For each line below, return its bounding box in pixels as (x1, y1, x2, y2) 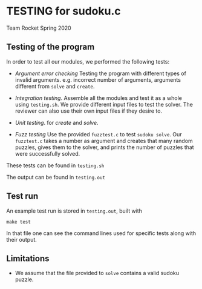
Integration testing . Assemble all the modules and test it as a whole (15, 94, 183, 101)
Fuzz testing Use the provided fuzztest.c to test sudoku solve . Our (15, 130, 183, 138)
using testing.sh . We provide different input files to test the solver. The (15, 101, 194, 108)
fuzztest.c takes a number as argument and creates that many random (15, 137, 194, 144)
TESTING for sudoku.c (6, 4, 121, 18)
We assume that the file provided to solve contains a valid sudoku (15, 270, 180, 277)
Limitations (6, 253, 50, 264)
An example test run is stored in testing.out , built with (6, 207, 142, 214)
